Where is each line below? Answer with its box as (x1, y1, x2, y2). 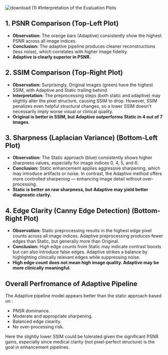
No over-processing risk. (12, 324, 64, 330)
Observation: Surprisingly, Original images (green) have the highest (12, 82, 153, 88)
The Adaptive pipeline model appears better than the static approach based (5, 293, 162, 299)
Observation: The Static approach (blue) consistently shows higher (12, 154, 152, 160)
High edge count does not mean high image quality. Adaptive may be (12, 260, 159, 266)
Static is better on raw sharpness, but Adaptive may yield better (12, 187, 148, 193)
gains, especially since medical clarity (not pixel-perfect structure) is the (5, 339, 155, 345)
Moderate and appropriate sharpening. (12, 313, 93, 319)
